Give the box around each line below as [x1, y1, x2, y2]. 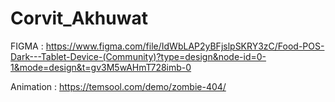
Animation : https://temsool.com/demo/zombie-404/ [10, 80, 227, 92]
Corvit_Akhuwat [10, 7, 148, 30]
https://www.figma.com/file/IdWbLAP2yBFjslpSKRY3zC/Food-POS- [45, 40, 325, 52]
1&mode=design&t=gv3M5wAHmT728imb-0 [10, 61, 192, 73]
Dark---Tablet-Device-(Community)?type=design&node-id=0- [10, 50, 267, 62]
